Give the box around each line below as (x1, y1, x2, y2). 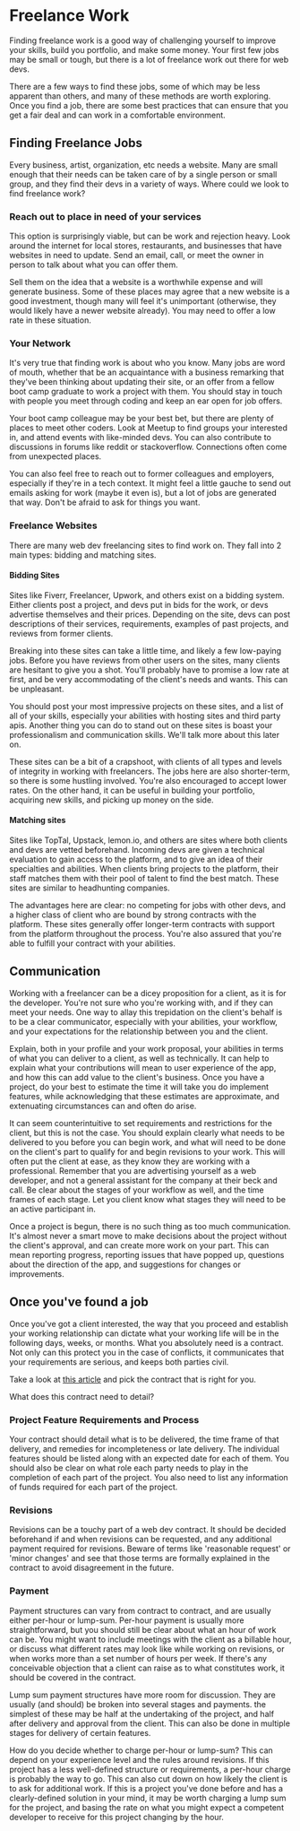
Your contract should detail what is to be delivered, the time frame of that (9, 1434, 279, 1445)
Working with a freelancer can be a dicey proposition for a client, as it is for (9, 987, 287, 998)
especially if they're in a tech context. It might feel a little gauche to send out (9, 478, 291, 489)
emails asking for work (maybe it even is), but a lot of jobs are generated (9, 488, 278, 499)
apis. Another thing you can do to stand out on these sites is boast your (9, 719, 273, 731)
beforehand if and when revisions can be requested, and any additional (9, 1534, 272, 1545)
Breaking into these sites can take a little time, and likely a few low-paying (9, 645, 282, 655)
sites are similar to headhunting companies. (9, 882, 170, 893)
